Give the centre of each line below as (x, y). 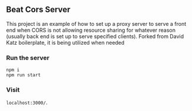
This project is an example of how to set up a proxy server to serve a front (96, 23)
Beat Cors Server (38, 10)
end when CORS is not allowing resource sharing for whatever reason (91, 30)
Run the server (28, 58)
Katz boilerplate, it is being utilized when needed (66, 42)
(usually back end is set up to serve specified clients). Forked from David (95, 36)
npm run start (24, 75)
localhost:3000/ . (27, 103)
